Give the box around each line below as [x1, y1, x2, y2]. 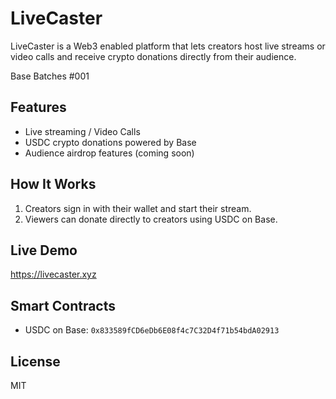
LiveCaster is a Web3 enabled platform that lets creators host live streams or [10, 40, 326, 52]
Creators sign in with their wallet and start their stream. [24, 202, 252, 214]
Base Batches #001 [10, 70, 90, 82]
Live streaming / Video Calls [24, 125, 141, 137]
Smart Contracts [10, 297, 117, 314]
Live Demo [10, 242, 78, 259]
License [10, 353, 61, 370]
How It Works [10, 176, 97, 193]
